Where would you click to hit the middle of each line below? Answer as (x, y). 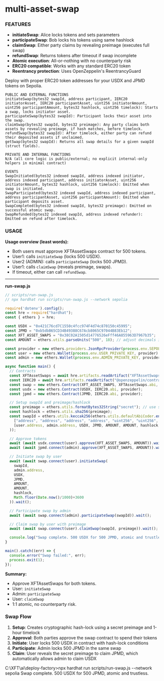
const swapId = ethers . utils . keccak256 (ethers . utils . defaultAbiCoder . (83, 416)
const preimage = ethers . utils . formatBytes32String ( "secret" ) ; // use (83, 407)
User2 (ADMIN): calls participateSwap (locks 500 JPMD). (70, 261)
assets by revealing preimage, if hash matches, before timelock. (74, 129)
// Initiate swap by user (36, 457)
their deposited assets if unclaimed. (44, 138)
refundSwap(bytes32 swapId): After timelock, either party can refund (78, 133)
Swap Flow (18, 617)
